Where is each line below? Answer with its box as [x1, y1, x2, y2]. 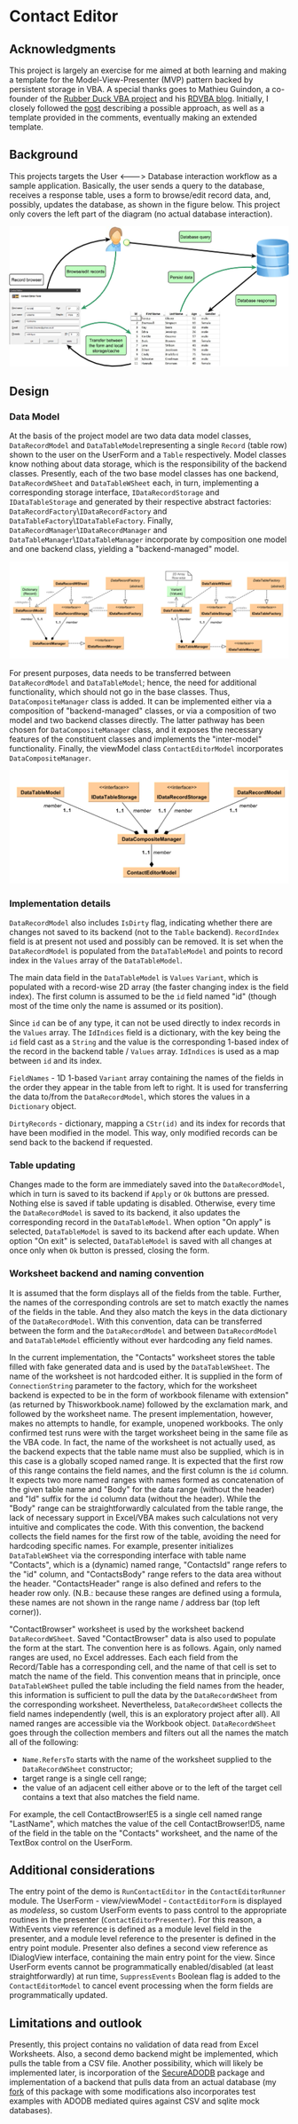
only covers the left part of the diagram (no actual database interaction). [9, 208, 273, 219]
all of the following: [9, 1736, 79, 1747]
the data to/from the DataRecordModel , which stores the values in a [9, 1091, 251, 1102]
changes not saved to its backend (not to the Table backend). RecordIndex [9, 927, 279, 937]
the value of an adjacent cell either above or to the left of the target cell [21, 1782, 282, 1793]
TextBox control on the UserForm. [9, 1837, 133, 1847]
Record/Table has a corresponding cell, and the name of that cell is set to [9, 1661, 277, 1672]
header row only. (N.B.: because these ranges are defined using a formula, [9, 1587, 282, 1598]
